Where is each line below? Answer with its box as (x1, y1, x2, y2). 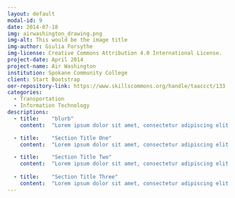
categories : (7, 89, 42, 96)
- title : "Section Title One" (13, 135, 112, 142)
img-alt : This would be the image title (7, 37, 128, 44)
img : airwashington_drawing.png (7, 30, 102, 37)
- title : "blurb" (13, 115, 74, 122)
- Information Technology (13, 102, 90, 109)
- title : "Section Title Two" (13, 154, 112, 161)
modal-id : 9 (7, 17, 42, 24)
